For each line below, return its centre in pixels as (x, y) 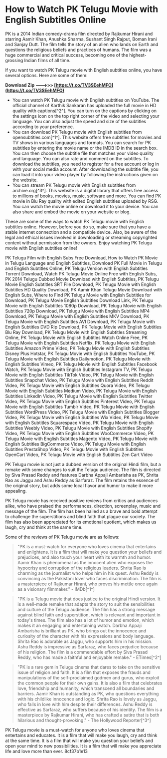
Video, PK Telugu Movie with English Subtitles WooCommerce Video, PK (80, 433)
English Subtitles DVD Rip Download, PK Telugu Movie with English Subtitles (83, 327)
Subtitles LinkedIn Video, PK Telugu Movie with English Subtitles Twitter (79, 396)
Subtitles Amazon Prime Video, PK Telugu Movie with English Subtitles (78, 348)
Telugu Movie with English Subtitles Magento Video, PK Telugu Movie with (82, 439)
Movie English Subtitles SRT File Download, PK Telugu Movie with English (81, 284)
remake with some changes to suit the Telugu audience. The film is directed (83, 470)
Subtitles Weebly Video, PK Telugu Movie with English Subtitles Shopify (79, 428)
